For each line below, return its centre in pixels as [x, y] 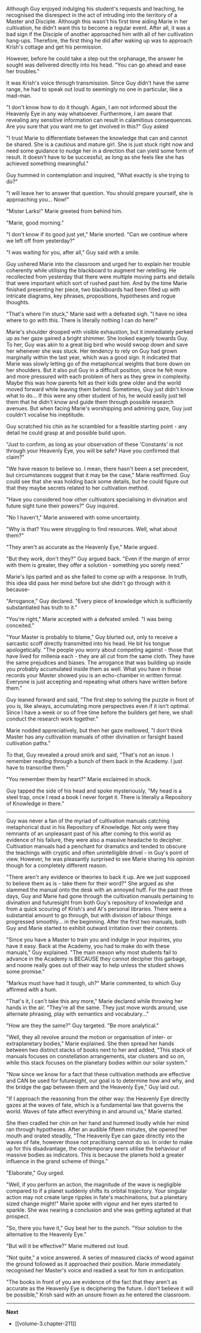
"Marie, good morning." [35, 223]
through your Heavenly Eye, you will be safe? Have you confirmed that [93, 451]
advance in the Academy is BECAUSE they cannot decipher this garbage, [96, 959]
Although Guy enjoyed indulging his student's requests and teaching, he [95, 9]
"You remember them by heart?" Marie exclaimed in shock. [79, 779]
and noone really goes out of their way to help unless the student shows [95, 965]
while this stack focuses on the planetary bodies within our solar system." [97, 1062]
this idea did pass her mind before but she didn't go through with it [89, 583]
